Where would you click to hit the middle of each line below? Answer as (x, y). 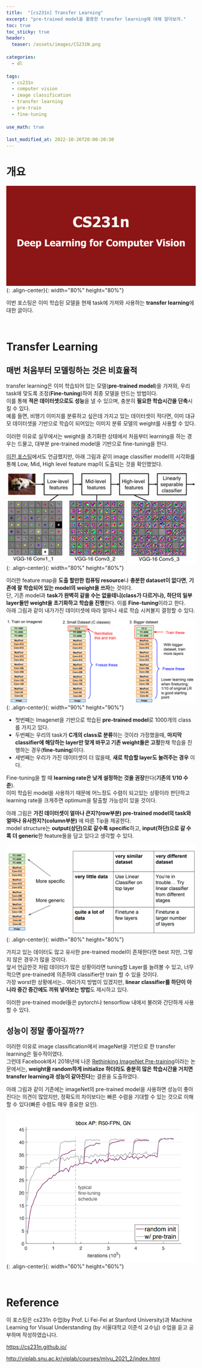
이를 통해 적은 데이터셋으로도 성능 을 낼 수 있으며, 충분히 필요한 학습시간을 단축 (97, 401)
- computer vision (35, 89)
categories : (21, 57)
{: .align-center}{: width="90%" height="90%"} (65, 708)
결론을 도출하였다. (118, 1076)
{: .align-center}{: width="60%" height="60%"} (65, 1266)
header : (16, 38)
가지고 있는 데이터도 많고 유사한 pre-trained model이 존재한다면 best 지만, (94, 952)
